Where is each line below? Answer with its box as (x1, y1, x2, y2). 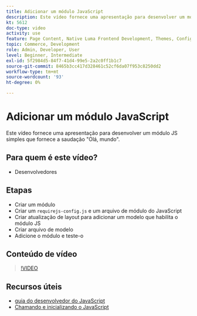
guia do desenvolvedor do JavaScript (14, 297, 106, 304)
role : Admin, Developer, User (6, 47, 80, 53)
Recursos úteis (6, 281, 62, 291)
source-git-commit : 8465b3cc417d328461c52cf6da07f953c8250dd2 (6, 63, 161, 69)
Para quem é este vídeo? (6, 153, 98, 163)
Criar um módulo (14, 201, 56, 208)
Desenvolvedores (14, 168, 57, 175)
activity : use (6, 31, 41, 36)
